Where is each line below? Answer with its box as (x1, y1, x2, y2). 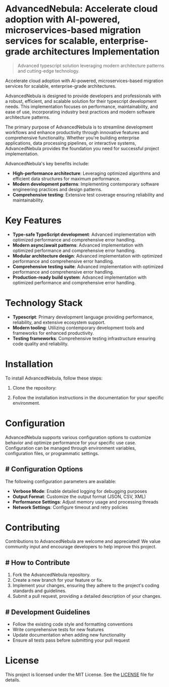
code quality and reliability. (12, 341, 69, 347)
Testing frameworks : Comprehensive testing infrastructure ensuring (12, 335, 156, 341)
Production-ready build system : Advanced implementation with (12, 274, 147, 280)
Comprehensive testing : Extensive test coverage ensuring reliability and (12, 192, 164, 198)
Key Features (5, 215, 62, 226)
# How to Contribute (5, 558, 70, 567)
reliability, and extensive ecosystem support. (12, 319, 106, 325)
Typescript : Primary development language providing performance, (12, 314, 154, 320)
